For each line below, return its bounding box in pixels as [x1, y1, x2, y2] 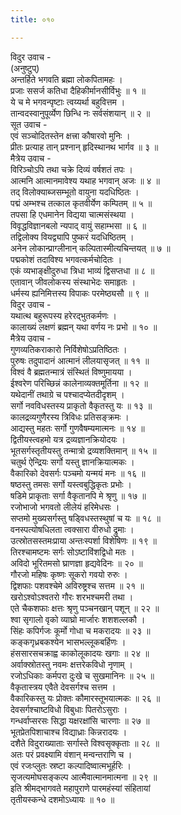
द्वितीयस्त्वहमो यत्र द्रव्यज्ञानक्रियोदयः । [10, 433, 126, 445]
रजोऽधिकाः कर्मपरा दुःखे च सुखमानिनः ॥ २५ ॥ [10, 669, 155, 681]
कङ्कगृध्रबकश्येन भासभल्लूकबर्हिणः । [10, 636, 127, 648]
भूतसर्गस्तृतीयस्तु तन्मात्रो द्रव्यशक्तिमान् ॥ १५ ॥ [10, 444, 157, 456]
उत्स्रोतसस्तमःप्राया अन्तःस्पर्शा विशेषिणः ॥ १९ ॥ [10, 534, 158, 546]
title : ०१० [10, 14, 55, 25]
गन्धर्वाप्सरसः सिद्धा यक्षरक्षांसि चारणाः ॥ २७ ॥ [10, 714, 150, 726]
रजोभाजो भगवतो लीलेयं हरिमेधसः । [10, 501, 120, 513]
